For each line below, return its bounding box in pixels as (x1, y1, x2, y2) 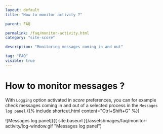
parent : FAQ (5, 21, 30, 26)
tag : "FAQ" (5, 54, 28, 59)
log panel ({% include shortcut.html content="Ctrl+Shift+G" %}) (5, 108, 140, 114)
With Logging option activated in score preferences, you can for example (5, 97, 156, 103)
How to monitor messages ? (5, 80, 125, 91)
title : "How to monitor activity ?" (5, 12, 83, 17)
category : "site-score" (5, 35, 56, 41)
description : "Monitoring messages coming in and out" (5, 44, 124, 50)
